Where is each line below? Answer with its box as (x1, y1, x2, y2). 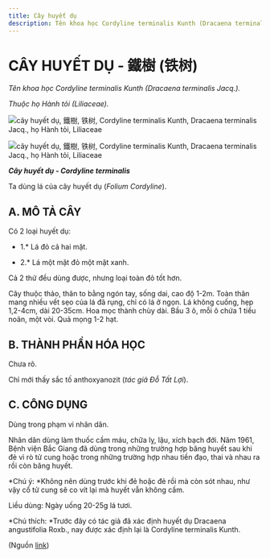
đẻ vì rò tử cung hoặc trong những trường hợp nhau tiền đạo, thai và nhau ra (8, 452, 260, 461)
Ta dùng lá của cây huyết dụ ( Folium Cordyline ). (8, 182, 167, 192)
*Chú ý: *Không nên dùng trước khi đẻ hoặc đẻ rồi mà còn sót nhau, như (8, 476, 251, 486)
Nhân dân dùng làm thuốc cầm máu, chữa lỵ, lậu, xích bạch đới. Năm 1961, (8, 435, 255, 444)
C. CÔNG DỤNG (8, 398, 88, 411)
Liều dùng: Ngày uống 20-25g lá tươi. (8, 500, 133, 510)
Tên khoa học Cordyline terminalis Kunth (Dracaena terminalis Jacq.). (8, 84, 241, 93)
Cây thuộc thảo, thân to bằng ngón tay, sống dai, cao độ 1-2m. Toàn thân (8, 289, 250, 299)
